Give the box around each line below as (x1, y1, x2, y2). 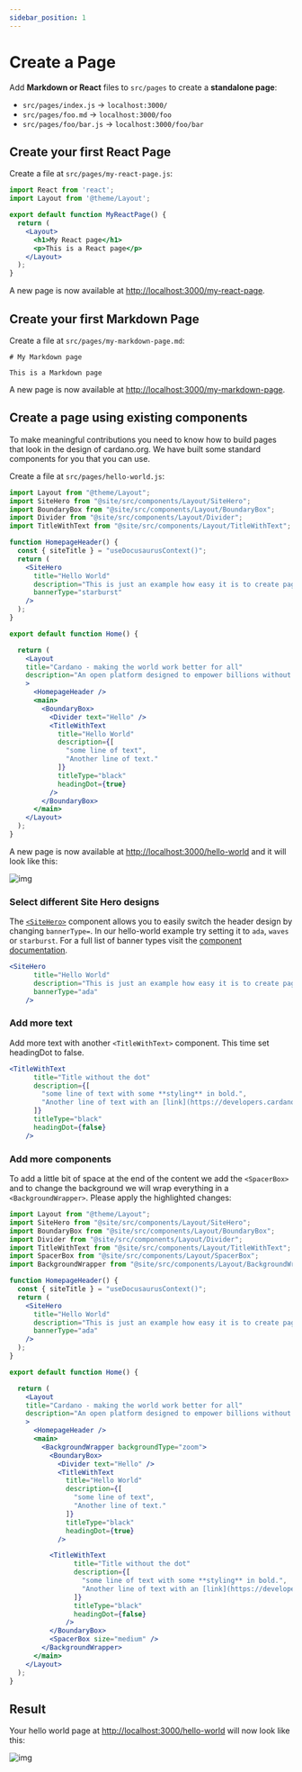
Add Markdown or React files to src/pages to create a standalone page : (9, 82, 278, 93)
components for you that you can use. (9, 453, 151, 464)
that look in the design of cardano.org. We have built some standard (9, 443, 262, 455)
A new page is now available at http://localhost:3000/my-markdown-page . (9, 384, 286, 394)
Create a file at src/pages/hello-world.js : (9, 470, 165, 482)
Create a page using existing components (9, 411, 248, 426)
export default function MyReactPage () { (9, 211, 167, 220)
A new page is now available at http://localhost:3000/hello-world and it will (9, 845, 287, 856)
